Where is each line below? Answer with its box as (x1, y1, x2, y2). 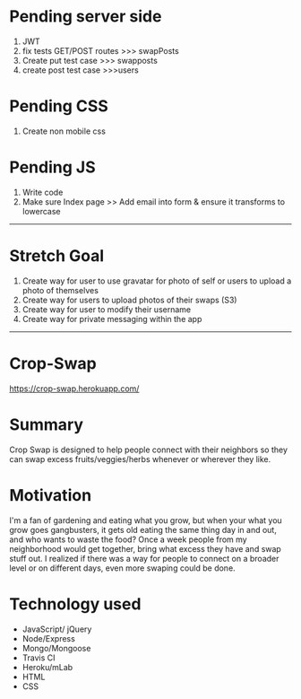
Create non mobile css (21, 126, 106, 136)
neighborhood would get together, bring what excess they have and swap (9, 543, 282, 554)
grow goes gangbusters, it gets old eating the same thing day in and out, (9, 524, 278, 535)
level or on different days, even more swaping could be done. (9, 563, 236, 573)
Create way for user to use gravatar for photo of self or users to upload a (21, 275, 292, 286)
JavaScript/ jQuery (21, 624, 92, 634)
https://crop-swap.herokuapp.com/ (9, 383, 140, 394)
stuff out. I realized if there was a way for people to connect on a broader (9, 553, 279, 564)
